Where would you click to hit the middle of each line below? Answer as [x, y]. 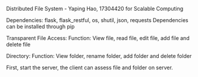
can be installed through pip [40, 27]
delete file [18, 44]
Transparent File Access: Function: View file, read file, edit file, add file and [98, 38]
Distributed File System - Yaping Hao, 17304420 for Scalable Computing [95, 9]
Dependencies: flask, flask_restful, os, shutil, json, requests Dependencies [97, 20]
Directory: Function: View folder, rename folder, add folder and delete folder [99, 56]
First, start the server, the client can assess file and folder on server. [90, 67]
